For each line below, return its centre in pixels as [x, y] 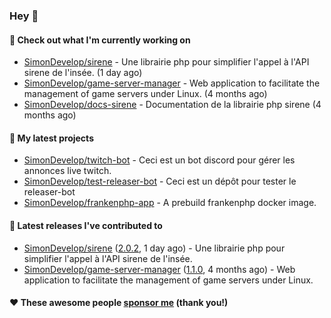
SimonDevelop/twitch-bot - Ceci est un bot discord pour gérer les [159, 160]
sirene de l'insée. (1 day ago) [83, 73]
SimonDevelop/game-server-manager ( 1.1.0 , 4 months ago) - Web [159, 269]
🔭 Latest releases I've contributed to [86, 225]
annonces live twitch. [67, 171]
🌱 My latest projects [51, 138]
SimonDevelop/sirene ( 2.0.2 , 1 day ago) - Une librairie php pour [154, 248]
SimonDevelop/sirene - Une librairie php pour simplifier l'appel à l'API [166, 62]
